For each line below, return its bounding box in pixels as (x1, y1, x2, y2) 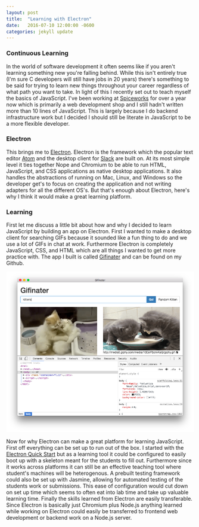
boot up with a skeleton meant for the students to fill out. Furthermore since (6, 457, 192, 464)
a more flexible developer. (6, 120, 70, 127)
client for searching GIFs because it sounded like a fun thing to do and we (6, 234, 188, 242)
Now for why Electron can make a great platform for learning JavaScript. (6, 438, 184, 445)
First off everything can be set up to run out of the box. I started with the (6, 444, 184, 452)
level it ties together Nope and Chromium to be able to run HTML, (6, 161, 167, 168)
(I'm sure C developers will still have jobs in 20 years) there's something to (6, 75, 189, 83)
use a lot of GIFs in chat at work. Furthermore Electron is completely (6, 240, 174, 248)
